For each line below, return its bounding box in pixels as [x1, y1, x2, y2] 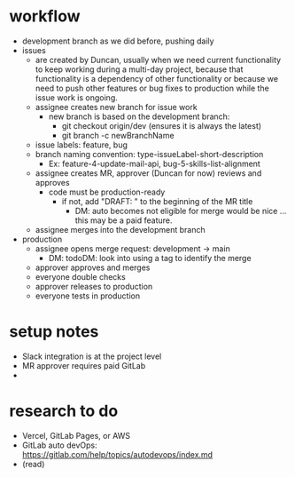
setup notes [9, 322, 99, 342]
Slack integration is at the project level [21, 351, 162, 362]
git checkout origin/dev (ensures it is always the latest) [61, 120, 262, 131]
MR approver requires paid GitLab [21, 360, 146, 370]
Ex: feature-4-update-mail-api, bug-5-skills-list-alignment [48, 158, 261, 169]
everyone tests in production [35, 290, 140, 301]
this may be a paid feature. [74, 215, 173, 226]
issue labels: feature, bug [35, 139, 128, 150]
